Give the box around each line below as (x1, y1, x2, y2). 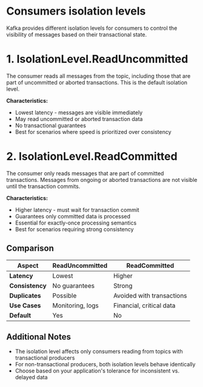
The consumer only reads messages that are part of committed (6, 169, 164, 177)
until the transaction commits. (6, 183, 81, 190)
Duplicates (9, 291, 41, 299)
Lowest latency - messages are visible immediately (15, 108, 143, 116)
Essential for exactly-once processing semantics (15, 219, 137, 226)
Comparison (6, 243, 55, 254)
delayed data (15, 374, 48, 381)
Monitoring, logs (52, 301, 99, 310)
